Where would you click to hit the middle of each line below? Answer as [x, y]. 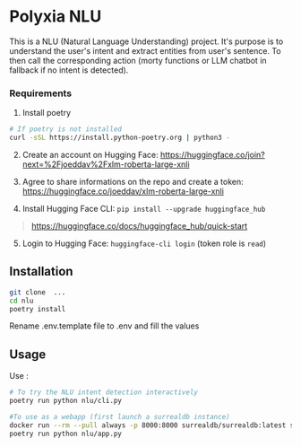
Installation [41, 272]
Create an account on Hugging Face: [90, 154]
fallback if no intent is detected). [69, 70]
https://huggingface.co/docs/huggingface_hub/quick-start [139, 225]
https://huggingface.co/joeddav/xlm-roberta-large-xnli [123, 191]
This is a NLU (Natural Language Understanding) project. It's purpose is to [146, 41]
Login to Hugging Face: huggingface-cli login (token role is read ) [144, 243]
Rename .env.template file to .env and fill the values [104, 326]
